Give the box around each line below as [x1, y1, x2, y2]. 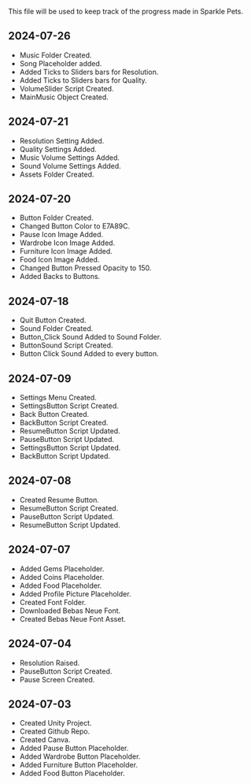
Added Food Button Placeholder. [19, 768, 125, 778]
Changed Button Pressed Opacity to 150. [19, 263, 152, 273]
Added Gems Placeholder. [19, 563, 105, 574]
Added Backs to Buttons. [19, 272, 101, 281]
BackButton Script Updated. [19, 451, 111, 461]
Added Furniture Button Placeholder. [19, 760, 138, 770]
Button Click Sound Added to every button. [19, 349, 159, 359]
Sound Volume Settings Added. [19, 161, 122, 170]
